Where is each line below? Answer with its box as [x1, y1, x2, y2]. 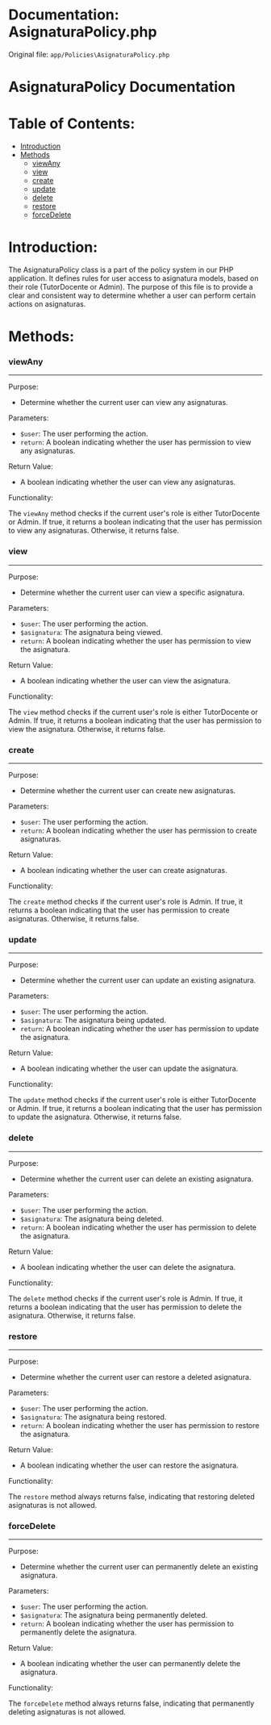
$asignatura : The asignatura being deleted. [19, 1213, 164, 1223]
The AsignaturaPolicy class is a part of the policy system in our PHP [8, 265, 234, 274]
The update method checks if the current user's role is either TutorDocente [8, 1095, 256, 1105]
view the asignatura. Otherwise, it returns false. [8, 724, 166, 733]
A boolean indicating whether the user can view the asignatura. [19, 675, 231, 685]
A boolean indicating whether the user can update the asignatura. [19, 1063, 239, 1074]
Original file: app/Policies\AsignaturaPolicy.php [8, 49, 170, 59]
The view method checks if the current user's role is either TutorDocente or [8, 707, 258, 716]
